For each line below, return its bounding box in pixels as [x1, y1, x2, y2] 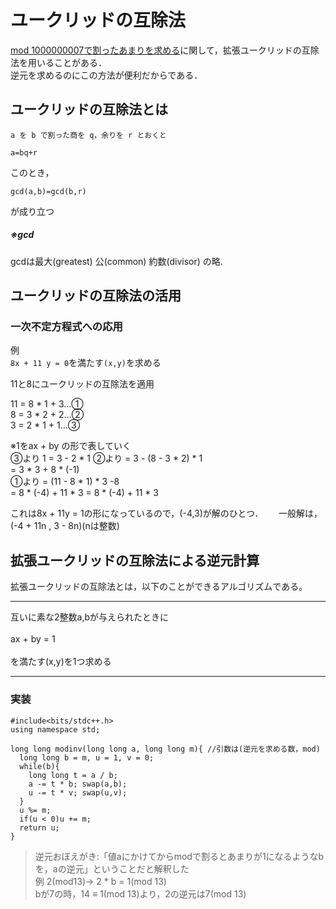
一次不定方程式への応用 [10, 320, 123, 334]
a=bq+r [10, 147, 38, 158]
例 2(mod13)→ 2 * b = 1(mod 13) [34, 875, 167, 887]
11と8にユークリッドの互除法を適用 [10, 378, 155, 390]
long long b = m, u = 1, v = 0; [19, 752, 155, 763]
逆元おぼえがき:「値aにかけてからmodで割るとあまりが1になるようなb [34, 850, 325, 862]
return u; [19, 822, 60, 833]
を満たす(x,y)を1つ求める [10, 656, 112, 668]
